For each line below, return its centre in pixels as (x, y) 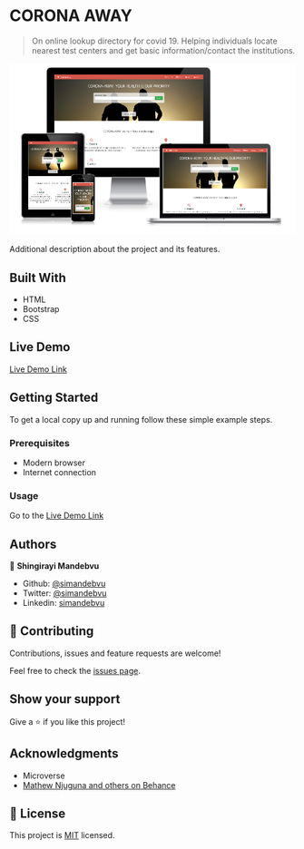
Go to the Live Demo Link (57, 516)
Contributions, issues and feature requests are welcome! (115, 653)
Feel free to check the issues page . (75, 670)
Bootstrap (41, 309)
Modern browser (54, 463)
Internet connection (59, 472)
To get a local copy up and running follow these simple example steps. (141, 419)
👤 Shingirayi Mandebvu (54, 566)
